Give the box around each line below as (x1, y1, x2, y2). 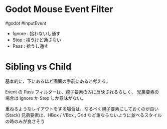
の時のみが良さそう (5, 118, 45, 124)
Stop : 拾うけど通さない (12, 37, 62, 43)
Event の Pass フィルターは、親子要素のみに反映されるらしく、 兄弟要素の (5, 89, 159, 95)
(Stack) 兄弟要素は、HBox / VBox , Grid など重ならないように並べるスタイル (5, 112, 162, 118)
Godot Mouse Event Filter (5, 4, 113, 15)
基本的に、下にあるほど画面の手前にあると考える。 (5, 78, 111, 84)
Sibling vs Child (5, 61, 72, 72)
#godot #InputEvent (5, 20, 47, 26)
